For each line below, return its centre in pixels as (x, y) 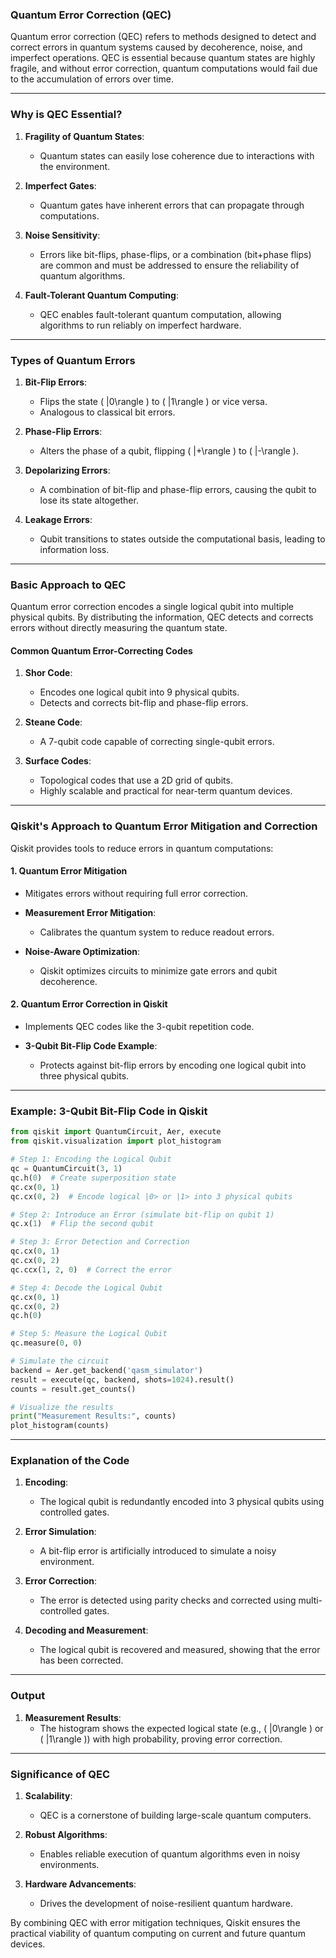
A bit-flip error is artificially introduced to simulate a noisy (158, 1551)
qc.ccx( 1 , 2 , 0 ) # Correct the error (91, 1269)
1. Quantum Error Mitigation (69, 871)
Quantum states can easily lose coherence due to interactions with (177, 155)
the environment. (75, 166)
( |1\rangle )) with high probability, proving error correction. (161, 1739)
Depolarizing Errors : (67, 470)
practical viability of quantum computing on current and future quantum (158, 1934)
